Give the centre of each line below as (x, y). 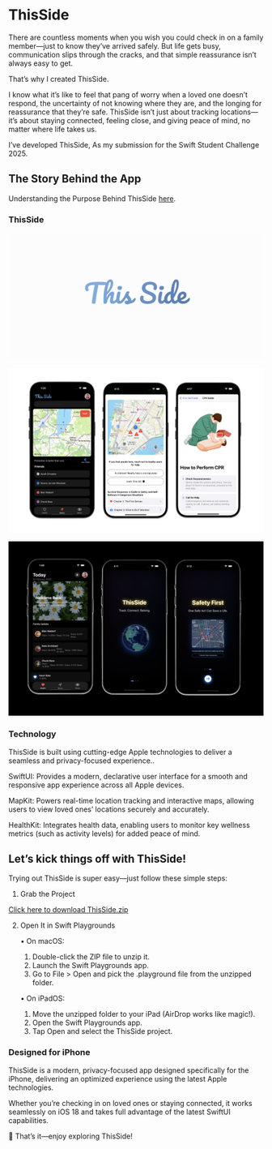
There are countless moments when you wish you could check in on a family (136, 37)
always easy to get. (41, 63)
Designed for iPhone (49, 1053)
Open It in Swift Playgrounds (68, 925)
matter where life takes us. (53, 129)
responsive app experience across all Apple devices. (96, 785)
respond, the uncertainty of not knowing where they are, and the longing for (135, 103)
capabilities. (28, 1120)
